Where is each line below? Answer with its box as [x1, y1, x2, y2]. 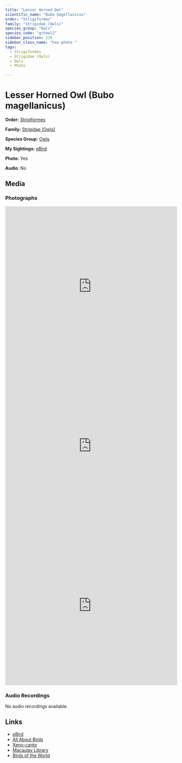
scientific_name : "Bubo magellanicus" [5, 12, 86, 17]
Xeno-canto [12, 741, 37, 747]
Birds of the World [12, 752, 50, 758]
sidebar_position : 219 [5, 36, 52, 41]
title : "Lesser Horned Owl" [5, 7, 64, 13]
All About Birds [12, 736, 43, 742]
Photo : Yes [5, 155, 28, 161]
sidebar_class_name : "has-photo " [5, 40, 77, 45]
